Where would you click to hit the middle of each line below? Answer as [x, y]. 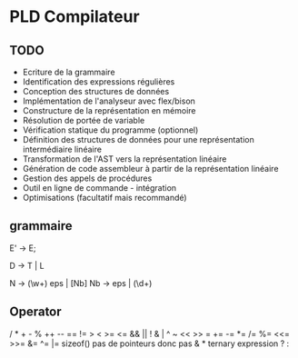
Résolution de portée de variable [84, 120]
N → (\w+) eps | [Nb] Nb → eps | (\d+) [81, 283]
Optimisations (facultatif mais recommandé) [105, 198]
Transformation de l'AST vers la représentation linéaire [124, 159]
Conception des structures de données [96, 91]
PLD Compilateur [74, 17]
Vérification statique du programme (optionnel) [110, 130]
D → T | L [27, 265]
